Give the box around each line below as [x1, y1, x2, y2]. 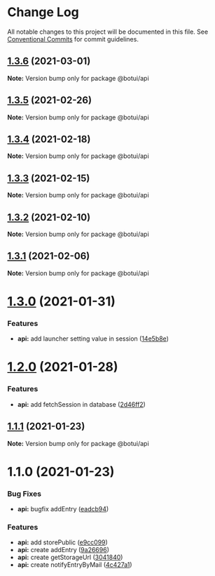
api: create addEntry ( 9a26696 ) [17, 546, 110, 554]
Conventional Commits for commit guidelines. [7, 34, 139, 43]
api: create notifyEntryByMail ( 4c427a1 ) [17, 561, 132, 569]
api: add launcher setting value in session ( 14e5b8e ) [17, 334, 169, 343]
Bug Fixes [7, 489, 42, 499]
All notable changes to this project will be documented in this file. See [7, 27, 209, 36]
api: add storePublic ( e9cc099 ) [17, 538, 109, 546]
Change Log [7, 4, 79, 20]
